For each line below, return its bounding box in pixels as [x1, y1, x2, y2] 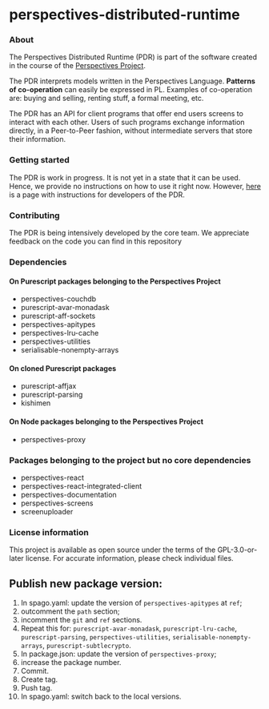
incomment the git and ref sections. [20, 615, 143, 625]
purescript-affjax [20, 381, 77, 391]
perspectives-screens [20, 498, 94, 508]
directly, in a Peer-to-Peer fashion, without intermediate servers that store [9, 126, 253, 135]
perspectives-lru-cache [20, 328, 99, 338]
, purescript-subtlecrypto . [42, 641, 131, 651]
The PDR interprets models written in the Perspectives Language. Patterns [9, 76, 255, 86]
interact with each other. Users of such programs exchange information [9, 118, 245, 127]
